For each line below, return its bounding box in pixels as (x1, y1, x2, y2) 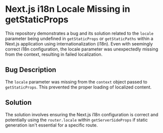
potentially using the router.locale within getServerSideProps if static (5, 117, 148, 123)
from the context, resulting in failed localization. (5, 51, 103, 57)
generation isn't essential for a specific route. (5, 122, 98, 128)
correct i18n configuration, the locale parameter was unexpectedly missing (5, 46, 159, 52)
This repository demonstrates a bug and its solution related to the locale (5, 30, 154, 36)
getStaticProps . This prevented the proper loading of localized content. (5, 84, 152, 90)
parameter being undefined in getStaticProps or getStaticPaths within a (5, 36, 154, 42)
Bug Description (5, 66, 56, 74)
